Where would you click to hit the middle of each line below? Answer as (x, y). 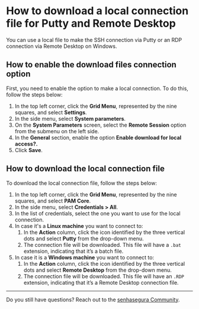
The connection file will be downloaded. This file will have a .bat (102, 244)
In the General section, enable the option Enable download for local (98, 137)
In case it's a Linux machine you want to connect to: (79, 226)
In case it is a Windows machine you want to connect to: (84, 257)
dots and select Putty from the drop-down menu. (84, 239)
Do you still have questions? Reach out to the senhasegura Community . (93, 300)
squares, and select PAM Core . (53, 201)
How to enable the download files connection (91, 65)
